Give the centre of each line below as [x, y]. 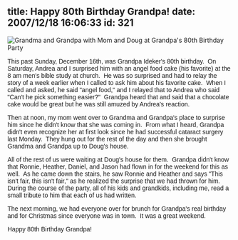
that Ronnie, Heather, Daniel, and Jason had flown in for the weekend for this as [118, 166]
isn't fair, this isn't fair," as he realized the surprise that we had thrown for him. [114, 181]
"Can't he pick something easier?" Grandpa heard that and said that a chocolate [118, 97]
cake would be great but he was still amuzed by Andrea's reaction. [99, 104]
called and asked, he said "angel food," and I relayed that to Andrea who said [114, 90]
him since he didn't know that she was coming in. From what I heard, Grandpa [116, 125]
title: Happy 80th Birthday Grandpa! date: [102, 12]
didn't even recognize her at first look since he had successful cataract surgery [115, 132]
